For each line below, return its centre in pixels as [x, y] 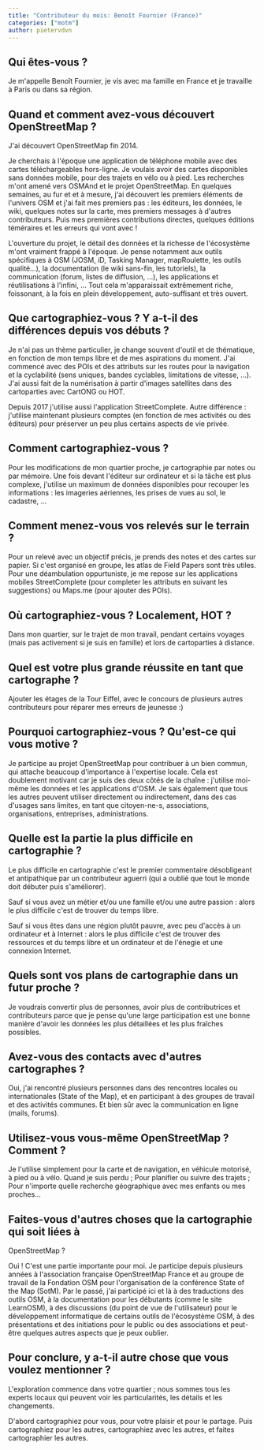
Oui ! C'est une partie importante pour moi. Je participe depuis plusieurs [125, 1265]
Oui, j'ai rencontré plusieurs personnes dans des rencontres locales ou [123, 1088]
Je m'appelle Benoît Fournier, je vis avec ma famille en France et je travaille [130, 81]
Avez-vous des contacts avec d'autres [105, 1057]
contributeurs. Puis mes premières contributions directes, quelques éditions [131, 219]
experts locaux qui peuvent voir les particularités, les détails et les [115, 1397]
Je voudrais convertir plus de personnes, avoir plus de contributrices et [124, 1007]
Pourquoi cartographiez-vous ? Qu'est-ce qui [122, 732]
